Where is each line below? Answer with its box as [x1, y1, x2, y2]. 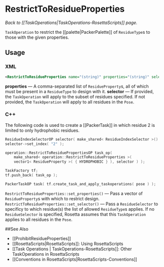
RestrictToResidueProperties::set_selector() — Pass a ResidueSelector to [5, 201, 159, 207]
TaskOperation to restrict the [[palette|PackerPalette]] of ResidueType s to [5, 29, 150, 35]
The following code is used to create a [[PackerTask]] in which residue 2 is [5, 122, 155, 128]
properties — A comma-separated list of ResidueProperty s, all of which [5, 83, 149, 89]
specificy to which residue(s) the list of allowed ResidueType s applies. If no [5, 206, 155, 212]
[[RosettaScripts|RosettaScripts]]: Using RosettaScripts [12, 241, 123, 246]
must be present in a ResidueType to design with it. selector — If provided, [5, 88, 154, 94]
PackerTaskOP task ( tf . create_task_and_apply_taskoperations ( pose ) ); [5, 181, 156, 187]
